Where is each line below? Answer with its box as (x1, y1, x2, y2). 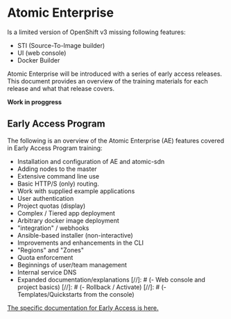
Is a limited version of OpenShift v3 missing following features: (7, 28, 186, 36)
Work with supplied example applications (17, 186, 135, 195)
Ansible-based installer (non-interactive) (17, 231, 133, 239)
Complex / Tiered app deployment (17, 208, 116, 217)
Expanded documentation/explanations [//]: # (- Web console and (17, 275, 206, 284)
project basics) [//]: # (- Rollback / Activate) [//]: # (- (17, 283, 166, 291)
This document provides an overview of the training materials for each (7, 76, 208, 85)
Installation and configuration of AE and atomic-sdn (17, 157, 165, 165)
